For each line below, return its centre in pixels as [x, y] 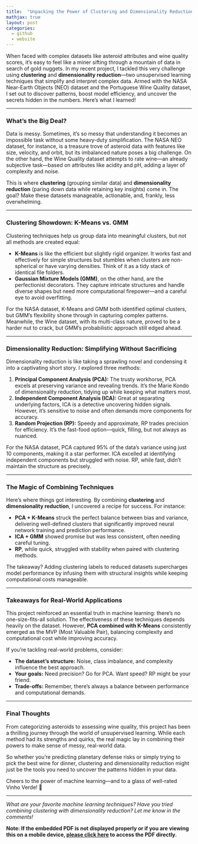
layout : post [22, 22]
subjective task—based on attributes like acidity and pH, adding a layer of [96, 165]
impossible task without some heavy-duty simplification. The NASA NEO [94, 140]
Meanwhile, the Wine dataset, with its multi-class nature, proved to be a [93, 321]
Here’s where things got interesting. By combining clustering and [85, 500]
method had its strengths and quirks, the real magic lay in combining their [95, 739]
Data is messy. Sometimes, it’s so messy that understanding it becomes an [97, 134]
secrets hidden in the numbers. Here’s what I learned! [71, 100]
